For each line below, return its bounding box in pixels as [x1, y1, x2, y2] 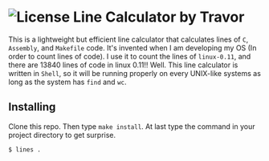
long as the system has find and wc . [8, 77, 127, 87]
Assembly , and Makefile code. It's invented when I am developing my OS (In [8, 42, 257, 52]
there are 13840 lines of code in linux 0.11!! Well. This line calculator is [8, 60, 238, 70]
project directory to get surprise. [8, 130, 116, 139]
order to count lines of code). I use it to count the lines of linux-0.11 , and [8, 51, 251, 61]
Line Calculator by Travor [73, 8, 245, 26]
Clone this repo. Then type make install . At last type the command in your [8, 121, 255, 131]
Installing [8, 100, 56, 114]
